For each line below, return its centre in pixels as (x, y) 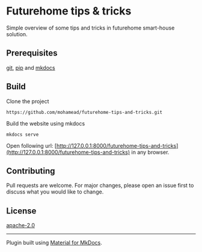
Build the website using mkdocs (46, 123)
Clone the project (28, 101)
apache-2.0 (20, 225)
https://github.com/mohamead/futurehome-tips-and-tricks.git (84, 112)
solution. (17, 34)
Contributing (31, 171)
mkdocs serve (23, 134)
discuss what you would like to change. (55, 192)
